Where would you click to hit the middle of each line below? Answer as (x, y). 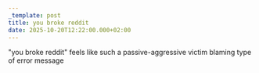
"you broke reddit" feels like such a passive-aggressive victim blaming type (130, 53)
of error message (36, 60)
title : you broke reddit (49, 23)
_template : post (34, 15)
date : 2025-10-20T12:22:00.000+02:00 (70, 30)
